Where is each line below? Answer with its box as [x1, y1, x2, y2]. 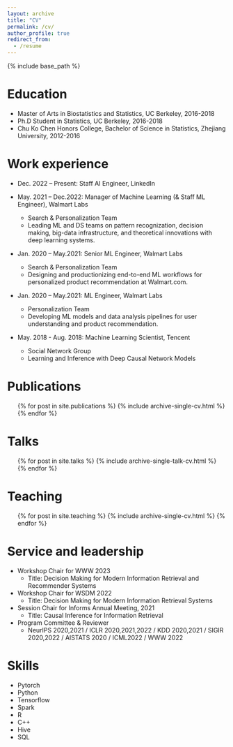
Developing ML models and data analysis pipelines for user [27, 312, 198, 320]
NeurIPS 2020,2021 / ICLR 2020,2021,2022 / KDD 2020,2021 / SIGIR [27, 626, 224, 634]
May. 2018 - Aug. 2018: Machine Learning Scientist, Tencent [17, 333, 191, 341]
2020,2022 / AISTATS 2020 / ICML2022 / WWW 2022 [27, 633, 184, 642]
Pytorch [17, 681, 40, 689]
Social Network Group [27, 346, 92, 355]
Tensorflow [17, 695, 50, 704]
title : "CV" [7, 17, 42, 24]
